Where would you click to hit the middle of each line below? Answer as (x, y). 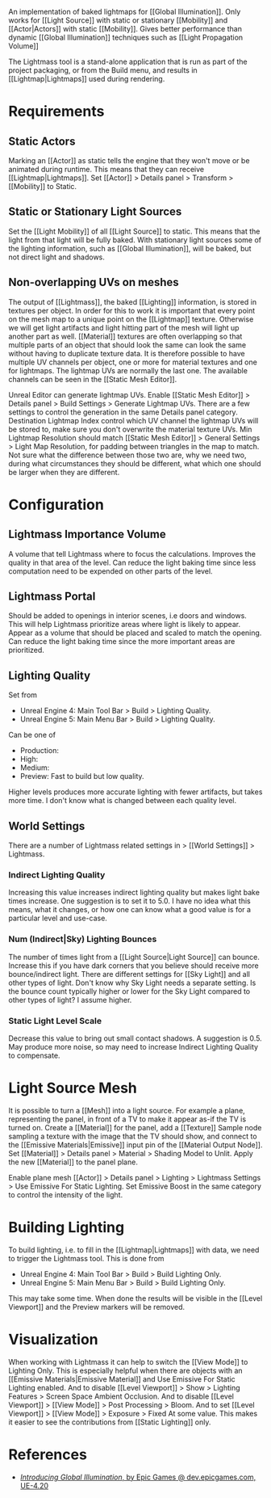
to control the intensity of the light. (66, 1194)
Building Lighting (67, 1228)
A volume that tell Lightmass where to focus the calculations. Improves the (132, 553)
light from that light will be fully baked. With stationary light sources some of (135, 240)
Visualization (53, 1340)
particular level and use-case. (58, 918)
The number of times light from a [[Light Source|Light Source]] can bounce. (134, 957)
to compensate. (34, 1055)
